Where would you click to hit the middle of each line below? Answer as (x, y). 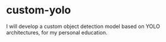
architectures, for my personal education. (57, 32)
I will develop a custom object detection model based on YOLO (83, 26)
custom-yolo (39, 10)
